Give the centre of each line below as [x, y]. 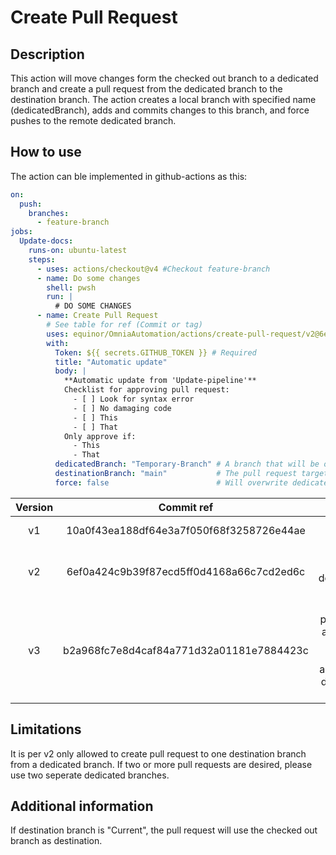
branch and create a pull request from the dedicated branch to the [146, 89]
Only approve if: [100, 436]
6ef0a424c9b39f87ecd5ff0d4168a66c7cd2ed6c [186, 571]
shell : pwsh [71, 287]
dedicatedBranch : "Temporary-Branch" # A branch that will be [187, 464]
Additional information [82, 806]
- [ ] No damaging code [122, 408]
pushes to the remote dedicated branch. [93, 120]
